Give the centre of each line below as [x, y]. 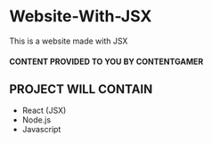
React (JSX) [44, 111]
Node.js [37, 120]
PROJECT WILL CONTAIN [81, 89]
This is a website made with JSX [69, 41]
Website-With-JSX [81, 16]
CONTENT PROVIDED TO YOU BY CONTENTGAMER [106, 61]
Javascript [41, 130]
